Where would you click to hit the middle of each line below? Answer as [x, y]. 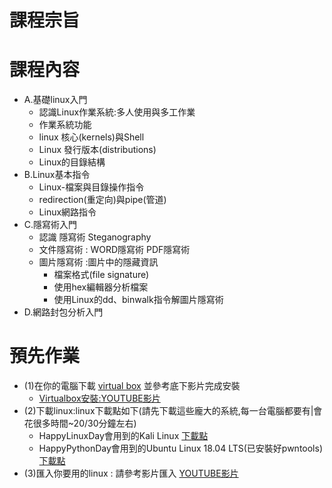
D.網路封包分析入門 [63, 312]
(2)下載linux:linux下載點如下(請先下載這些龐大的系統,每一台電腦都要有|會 [173, 411]
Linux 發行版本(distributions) [97, 150]
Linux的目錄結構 [72, 162]
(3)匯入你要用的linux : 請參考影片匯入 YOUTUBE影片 [131, 473]
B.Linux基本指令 [57, 175]
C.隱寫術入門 [50, 225]
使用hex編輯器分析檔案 [101, 287]
